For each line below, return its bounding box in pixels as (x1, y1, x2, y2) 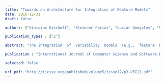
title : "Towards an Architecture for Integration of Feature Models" (5, 7, 151, 12)
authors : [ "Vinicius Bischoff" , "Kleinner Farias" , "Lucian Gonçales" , (5, 25, 155, 30)
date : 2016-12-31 (5, 12, 41, 17)
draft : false (5, 16, 32, 21)
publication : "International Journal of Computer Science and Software (5, 52, 157, 57)
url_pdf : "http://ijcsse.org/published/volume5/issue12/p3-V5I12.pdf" (5, 69, 153, 74)
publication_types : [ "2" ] (5, 34, 60, 39)
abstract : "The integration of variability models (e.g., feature (5, 43, 155, 48)
